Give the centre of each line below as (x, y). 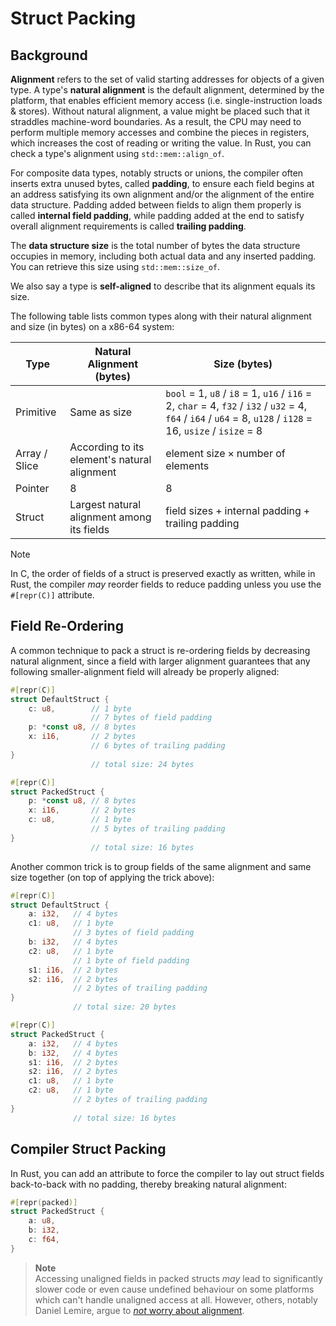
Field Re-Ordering (67, 626)
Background (49, 55)
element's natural (110, 459)
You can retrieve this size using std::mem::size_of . (115, 266)
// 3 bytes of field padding (134, 933)
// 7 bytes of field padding (151, 718)
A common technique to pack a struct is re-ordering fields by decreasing (160, 650)
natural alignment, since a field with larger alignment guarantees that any (160, 661)
